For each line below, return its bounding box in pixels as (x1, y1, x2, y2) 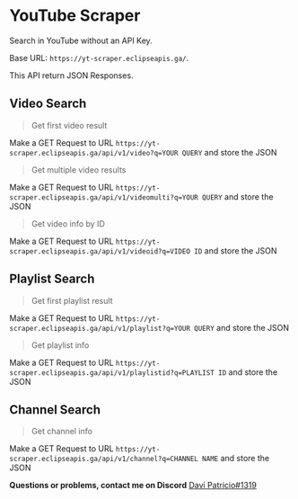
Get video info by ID (31, 218, 105, 229)
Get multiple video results (31, 164, 127, 175)
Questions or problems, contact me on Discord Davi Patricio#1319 (9, 480, 258, 491)
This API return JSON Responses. (9, 69, 134, 81)
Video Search (9, 96, 87, 111)
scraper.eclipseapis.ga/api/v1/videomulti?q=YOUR (9, 192, 199, 202)
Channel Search (9, 402, 101, 417)
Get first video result (31, 120, 108, 130)
